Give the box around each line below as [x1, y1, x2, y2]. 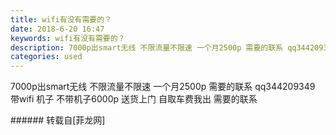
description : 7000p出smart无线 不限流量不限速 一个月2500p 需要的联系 [10, 42, 283, 53]
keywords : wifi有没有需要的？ [10, 33, 126, 43]
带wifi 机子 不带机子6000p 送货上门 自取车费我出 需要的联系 [10, 93, 258, 105]
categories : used [10, 52, 83, 62]
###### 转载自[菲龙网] [10, 114, 106, 126]
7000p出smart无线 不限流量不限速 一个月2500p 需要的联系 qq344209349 [10, 81, 316, 93]
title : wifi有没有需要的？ [10, 14, 112, 25]
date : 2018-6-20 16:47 [10, 24, 105, 34]
